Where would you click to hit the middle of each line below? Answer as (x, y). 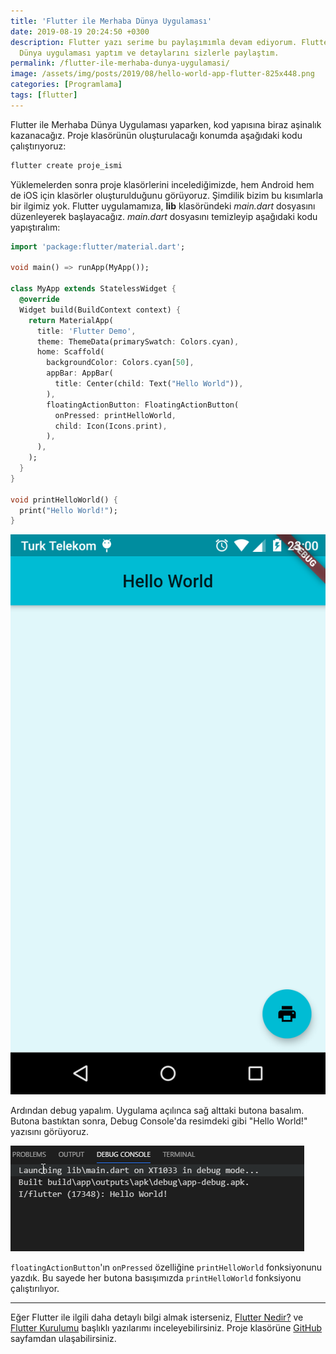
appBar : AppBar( (80, 373)
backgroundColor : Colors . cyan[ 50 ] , (120, 363)
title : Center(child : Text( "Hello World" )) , (149, 384)
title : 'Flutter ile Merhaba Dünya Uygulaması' (111, 21)
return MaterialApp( (71, 320)
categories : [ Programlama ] (66, 85)
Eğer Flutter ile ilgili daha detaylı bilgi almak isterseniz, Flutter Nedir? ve (157, 1317)
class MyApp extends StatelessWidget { (93, 289)
